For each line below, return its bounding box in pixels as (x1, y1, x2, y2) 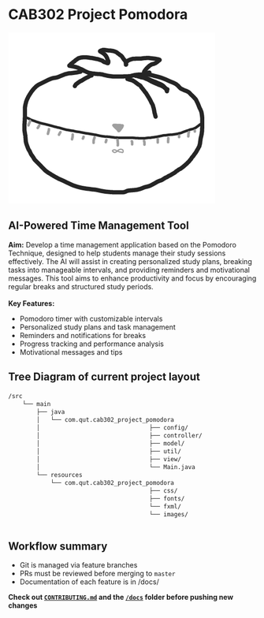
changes (8, 601, 38, 610)
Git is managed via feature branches (19, 560, 138, 570)
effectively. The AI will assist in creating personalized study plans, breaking (8, 256, 252, 266)
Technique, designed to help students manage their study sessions (8, 248, 226, 258)
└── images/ (149, 510, 189, 518)
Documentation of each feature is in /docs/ (19, 577, 159, 586)
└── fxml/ (149, 502, 181, 510)
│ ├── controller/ (36, 431, 203, 439)
